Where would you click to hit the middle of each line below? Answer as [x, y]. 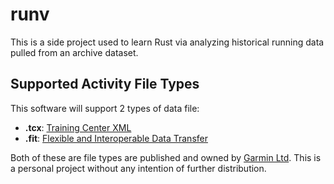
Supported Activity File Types [105, 84]
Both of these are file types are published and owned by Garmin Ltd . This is [166, 157]
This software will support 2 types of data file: [105, 108]
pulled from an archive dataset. [74, 52]
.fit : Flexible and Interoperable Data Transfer [116, 138]
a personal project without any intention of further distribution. [138, 168]
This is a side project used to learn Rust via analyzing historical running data [167, 42]
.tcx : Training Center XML [78, 127]
